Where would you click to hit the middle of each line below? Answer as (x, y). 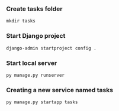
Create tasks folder (34, 9)
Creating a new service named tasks (60, 90)
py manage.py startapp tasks (42, 102)
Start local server (32, 63)
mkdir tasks (21, 21)
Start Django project (36, 36)
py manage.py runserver (36, 75)
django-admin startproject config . (51, 48)
